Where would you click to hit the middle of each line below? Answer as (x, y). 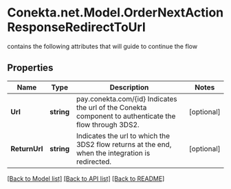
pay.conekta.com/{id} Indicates (126, 99)
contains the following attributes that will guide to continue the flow (102, 46)
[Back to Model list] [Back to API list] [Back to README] (86, 178)
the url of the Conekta (111, 107)
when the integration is (113, 153)
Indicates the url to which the (123, 135)
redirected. (94, 162)
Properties (30, 68)
